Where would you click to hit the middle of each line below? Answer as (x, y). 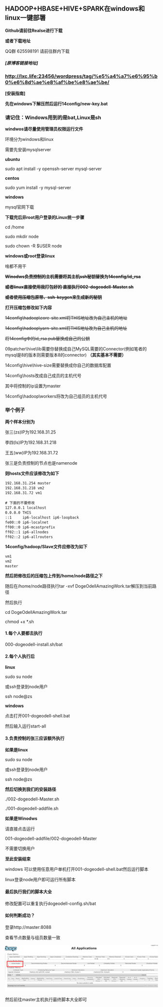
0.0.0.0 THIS (18, 512)
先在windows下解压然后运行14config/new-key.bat (57, 104)
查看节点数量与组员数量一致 (33, 938)
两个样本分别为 (20, 421)
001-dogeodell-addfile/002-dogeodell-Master (51, 839)
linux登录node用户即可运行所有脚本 (41, 880)
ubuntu (13, 159)
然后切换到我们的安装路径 (31, 789)
